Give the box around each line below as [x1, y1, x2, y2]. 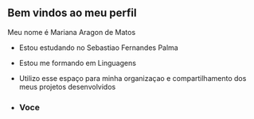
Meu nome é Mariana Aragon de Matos [7, 27, 136, 36]
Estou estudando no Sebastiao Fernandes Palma [18, 43, 178, 52]
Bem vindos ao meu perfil [7, 6, 137, 20]
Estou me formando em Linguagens [18, 58, 137, 67]
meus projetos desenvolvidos [18, 82, 116, 91]
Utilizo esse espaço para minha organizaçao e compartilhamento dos [18, 73, 247, 83]
